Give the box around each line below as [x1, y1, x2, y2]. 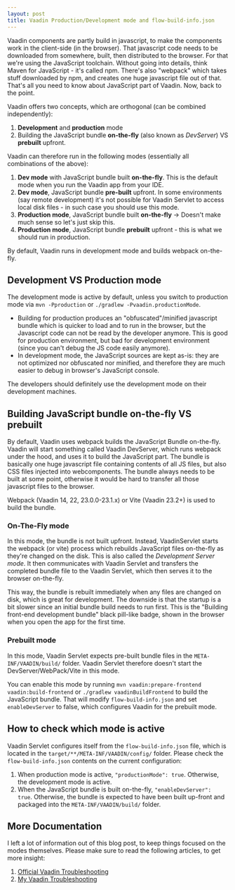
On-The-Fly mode [7, 521, 69, 531]
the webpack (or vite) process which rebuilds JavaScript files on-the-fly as [7, 545, 224, 553]
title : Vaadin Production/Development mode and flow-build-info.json [7, 17, 215, 24]
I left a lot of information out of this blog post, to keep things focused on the [7, 839, 226, 848]
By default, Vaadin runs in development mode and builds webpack [7, 246, 199, 255]
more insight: [7, 854, 46, 863]
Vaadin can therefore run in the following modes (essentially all [7, 152, 189, 160]
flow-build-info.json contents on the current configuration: [7, 756, 182, 765]
